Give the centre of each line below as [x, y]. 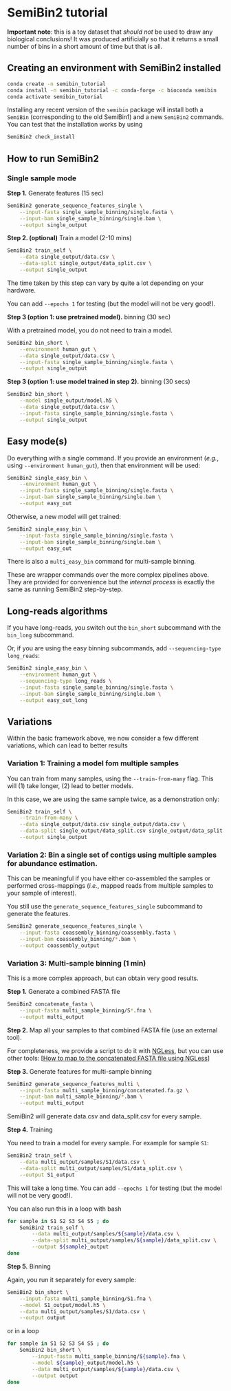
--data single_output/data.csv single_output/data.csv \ [103, 825]
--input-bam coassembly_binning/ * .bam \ [78, 939]
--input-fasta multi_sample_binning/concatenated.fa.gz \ [104, 1090]
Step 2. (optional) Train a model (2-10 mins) [69, 238]
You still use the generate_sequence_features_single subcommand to [105, 906]
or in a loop [23, 1331]
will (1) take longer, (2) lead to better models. [70, 785]
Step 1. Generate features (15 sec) [56, 193]
